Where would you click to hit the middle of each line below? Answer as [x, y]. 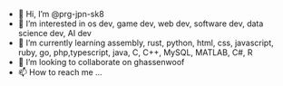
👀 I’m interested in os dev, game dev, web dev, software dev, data [141, 24]
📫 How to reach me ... [60, 72]
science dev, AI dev [55, 33]
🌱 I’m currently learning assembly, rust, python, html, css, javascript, [146, 43]
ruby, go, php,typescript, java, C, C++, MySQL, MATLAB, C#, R [135, 53]
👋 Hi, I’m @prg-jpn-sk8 [61, 14]
